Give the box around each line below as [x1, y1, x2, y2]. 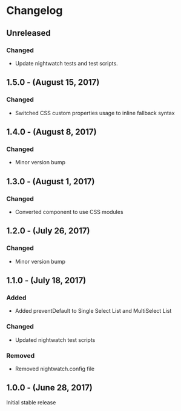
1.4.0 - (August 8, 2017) [6, 127, 97, 137]
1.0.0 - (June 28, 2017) [6, 383, 93, 393]
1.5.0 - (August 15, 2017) [6, 77, 100, 88]
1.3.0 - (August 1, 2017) [6, 176, 95, 187]
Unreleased [6, 28, 51, 38]
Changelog [6, 4, 63, 18]
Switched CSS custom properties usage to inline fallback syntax [15, 109, 175, 116]
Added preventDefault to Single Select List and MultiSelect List [15, 307, 172, 315]
